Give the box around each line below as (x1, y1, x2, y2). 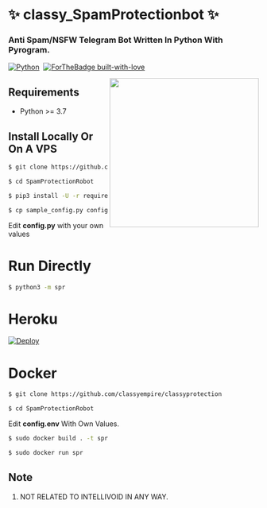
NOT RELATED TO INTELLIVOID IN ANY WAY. (19, 491, 168, 502)
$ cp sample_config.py (8, 206, 83, 214)
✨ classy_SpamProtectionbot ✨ (8, 6, 219, 24)
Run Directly (8, 257, 91, 275)
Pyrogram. (8, 45, 50, 56)
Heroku (8, 310, 58, 328)
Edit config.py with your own (8, 220, 104, 230)
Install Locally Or (8, 130, 94, 143)
